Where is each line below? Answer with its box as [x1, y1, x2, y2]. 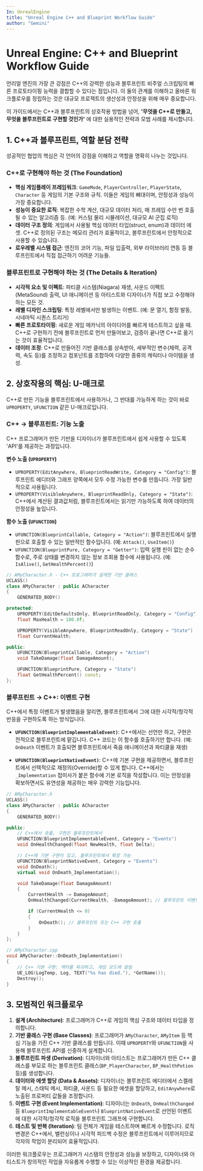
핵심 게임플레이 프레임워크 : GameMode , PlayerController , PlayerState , [14, 184, 182, 191]
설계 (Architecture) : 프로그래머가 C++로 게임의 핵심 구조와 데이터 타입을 [14, 1017, 188, 1024]
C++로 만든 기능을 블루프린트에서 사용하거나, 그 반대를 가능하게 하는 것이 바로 [6, 396, 190, 403]
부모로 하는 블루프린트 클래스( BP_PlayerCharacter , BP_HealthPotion [31, 1062, 193, 1069]
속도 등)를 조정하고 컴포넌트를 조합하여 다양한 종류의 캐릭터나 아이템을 [23, 351, 188, 359]
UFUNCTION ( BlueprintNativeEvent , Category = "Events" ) [17, 858, 158, 864]
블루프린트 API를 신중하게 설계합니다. [26, 1047, 114, 1054]
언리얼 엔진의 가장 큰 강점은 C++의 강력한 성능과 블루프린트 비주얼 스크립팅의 [6, 80, 188, 87]
